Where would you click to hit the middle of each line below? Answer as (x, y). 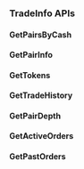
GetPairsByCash (41, 35)
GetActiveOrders (42, 136)
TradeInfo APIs (42, 13)
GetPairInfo (31, 55)
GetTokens (30, 75)
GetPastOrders (38, 157)
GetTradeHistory (41, 95)
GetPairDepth (35, 116)
